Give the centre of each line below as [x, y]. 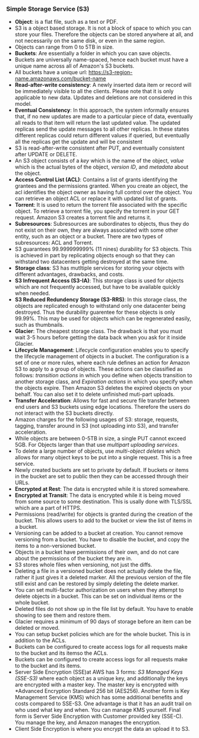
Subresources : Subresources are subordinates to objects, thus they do [102, 224]
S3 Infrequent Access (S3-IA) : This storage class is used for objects [99, 280]
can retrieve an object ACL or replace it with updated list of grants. [96, 198]
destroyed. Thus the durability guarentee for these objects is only [95, 312]
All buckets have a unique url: [51, 72]
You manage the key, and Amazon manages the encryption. [88, 723]
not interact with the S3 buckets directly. [64, 413]
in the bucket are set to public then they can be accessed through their [102, 477]
